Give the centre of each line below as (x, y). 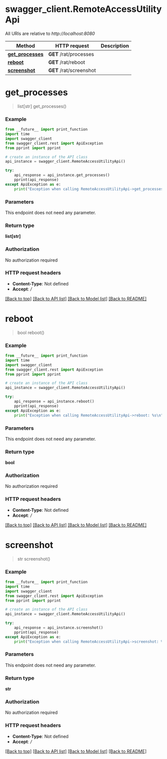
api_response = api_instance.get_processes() (62, 175)
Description (115, 46)
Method (26, 46)
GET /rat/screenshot (72, 70)
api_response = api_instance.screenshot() (59, 628)
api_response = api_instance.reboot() (54, 401)
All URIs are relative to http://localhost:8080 (50, 33)
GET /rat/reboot (67, 62)
